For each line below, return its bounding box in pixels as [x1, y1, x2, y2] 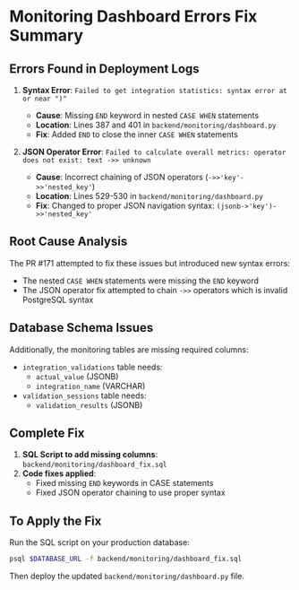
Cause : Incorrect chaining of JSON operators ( [35, 172, 209, 182]
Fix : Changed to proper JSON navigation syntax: [35, 200, 215, 211]
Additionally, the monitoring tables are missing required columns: [9, 343, 249, 355]
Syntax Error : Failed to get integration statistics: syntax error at [21, 85, 288, 95]
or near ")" [21, 94, 67, 103]
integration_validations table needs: [21, 361, 163, 372]
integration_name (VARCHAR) [35, 380, 146, 391]
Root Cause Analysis [9, 234, 128, 249]
